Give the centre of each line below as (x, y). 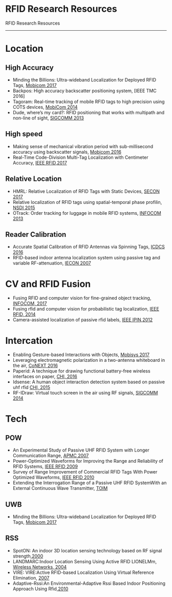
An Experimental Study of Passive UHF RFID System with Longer (81, 450)
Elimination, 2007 (31, 578)
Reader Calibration (36, 234)
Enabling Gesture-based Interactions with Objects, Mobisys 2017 (81, 355)
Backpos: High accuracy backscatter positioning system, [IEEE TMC (85, 91)
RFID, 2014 (24, 314)
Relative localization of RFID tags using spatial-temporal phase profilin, (87, 202)
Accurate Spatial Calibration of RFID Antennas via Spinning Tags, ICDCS (89, 247)
